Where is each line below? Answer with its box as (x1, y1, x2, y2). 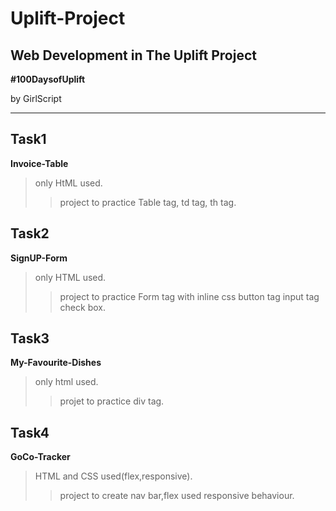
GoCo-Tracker (10, 451, 71, 463)
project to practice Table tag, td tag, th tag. (59, 196, 237, 208)
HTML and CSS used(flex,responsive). (34, 470, 193, 482)
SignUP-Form (10, 252, 68, 264)
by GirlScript (10, 93, 62, 104)
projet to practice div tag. (59, 395, 165, 407)
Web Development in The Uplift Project (10, 47, 257, 64)
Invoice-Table (10, 157, 69, 169)
